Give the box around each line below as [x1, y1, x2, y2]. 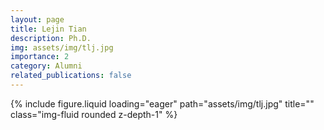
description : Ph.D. [10, 33, 92, 43]
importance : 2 [10, 52, 70, 62]
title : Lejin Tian [10, 24, 87, 34]
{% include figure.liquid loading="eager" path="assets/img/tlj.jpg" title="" [10, 97, 315, 110]
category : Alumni [10, 61, 83, 71]
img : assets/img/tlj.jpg [10, 42, 114, 53]
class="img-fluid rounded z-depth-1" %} [10, 108, 178, 120]
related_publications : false [10, 71, 132, 81]
